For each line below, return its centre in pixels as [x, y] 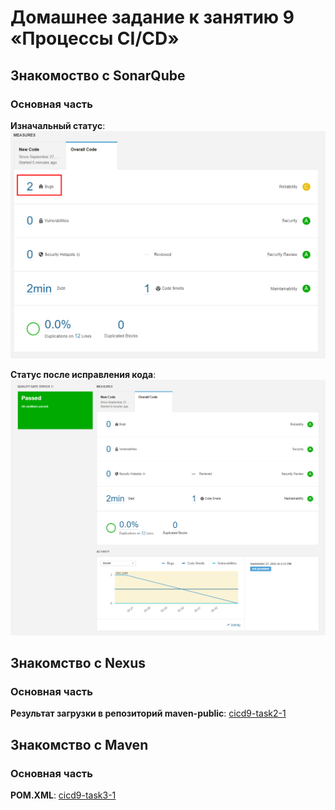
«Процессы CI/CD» [95, 38]
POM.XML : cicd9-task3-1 [63, 795]
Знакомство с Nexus [78, 662]
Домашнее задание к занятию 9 [152, 17]
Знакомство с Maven [79, 744]
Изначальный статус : [58, 125]
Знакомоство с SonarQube [98, 75]
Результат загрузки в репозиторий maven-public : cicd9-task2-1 [148, 713]
